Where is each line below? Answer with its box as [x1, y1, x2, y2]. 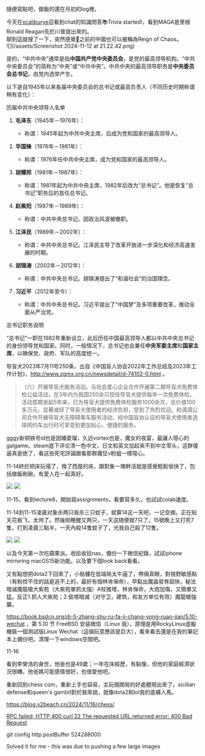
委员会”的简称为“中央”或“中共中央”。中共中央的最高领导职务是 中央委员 [16, 63, 195, 70]
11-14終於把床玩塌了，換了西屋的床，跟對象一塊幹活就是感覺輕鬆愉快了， [6, 463, 190, 470]
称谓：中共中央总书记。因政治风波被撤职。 [24, 216, 132, 222]
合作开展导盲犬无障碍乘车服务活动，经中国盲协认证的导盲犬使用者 [26, 414, 193, 421]
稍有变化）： [6, 91, 36, 98]
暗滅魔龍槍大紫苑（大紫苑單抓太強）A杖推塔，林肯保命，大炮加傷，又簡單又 [6, 586, 197, 592]
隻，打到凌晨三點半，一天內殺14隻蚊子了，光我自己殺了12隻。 [6, 524, 162, 531]
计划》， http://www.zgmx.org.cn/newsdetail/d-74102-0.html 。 [11, 370, 168, 377]
